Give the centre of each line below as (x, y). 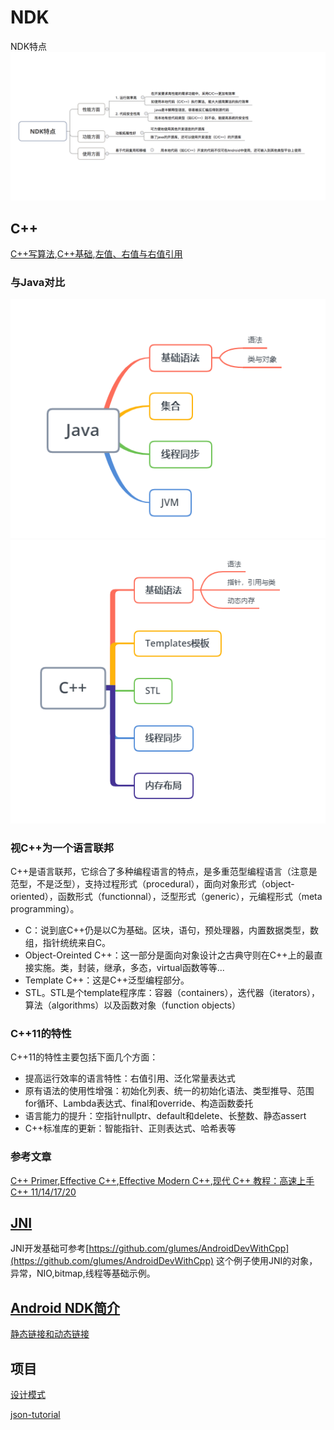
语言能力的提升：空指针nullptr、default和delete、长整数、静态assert (165, 1116)
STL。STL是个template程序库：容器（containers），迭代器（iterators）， (172, 992)
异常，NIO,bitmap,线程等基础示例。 (83, 1273)
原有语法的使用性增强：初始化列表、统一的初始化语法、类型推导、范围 (169, 1091)
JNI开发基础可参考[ (50, 1248)
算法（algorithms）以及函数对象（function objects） (132, 1005)
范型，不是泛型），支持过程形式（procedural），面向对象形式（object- (152, 883)
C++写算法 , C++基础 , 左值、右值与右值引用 (96, 253)
